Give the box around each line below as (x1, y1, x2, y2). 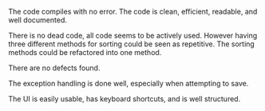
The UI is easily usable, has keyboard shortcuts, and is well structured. (8, 94, 241, 103)
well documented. (8, 15, 68, 25)
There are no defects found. (8, 63, 101, 73)
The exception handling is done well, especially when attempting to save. (8, 79, 249, 88)
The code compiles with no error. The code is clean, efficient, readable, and (8, 7, 258, 16)
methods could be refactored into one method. (8, 48, 162, 57)
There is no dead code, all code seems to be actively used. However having (8, 31, 258, 40)
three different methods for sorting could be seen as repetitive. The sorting (8, 39, 255, 49)
